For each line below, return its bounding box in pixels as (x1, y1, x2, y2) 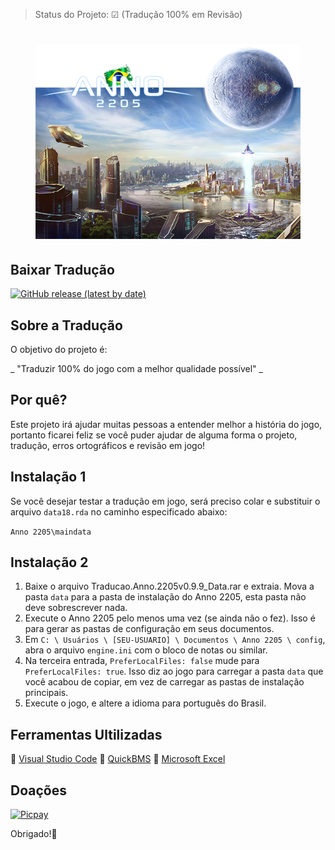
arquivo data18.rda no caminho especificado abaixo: (10, 505, 228, 518)
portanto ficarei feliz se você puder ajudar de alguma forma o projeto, (10, 429, 298, 441)
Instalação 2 (10, 554, 89, 571)
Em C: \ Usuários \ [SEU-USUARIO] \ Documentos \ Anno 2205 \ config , (24, 634, 326, 646)
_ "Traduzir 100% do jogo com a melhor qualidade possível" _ (10, 363, 263, 375)
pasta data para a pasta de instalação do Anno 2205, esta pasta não (24, 591, 307, 603)
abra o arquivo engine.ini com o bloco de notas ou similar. (24, 644, 268, 656)
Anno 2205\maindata (10, 527, 92, 537)
